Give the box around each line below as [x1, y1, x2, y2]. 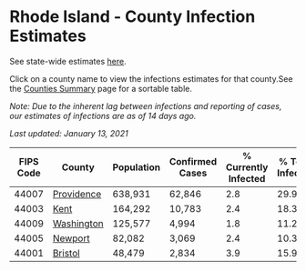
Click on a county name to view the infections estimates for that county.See [9, 73, 293, 84]
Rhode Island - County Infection [9, 6, 256, 27]
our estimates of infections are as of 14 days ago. [9, 110, 197, 121]
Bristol [52, 246, 80, 259]
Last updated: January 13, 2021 [9, 127, 129, 138]
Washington [52, 216, 104, 229]
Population [112, 161, 161, 174]
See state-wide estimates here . [9, 55, 127, 66]
